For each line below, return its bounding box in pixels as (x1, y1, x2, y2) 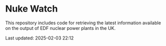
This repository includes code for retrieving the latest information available (5, 20, 161, 26)
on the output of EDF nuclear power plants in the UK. (5, 25, 116, 31)
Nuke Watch (5, 3, 58, 15)
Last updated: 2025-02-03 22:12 (5, 35, 74, 41)
